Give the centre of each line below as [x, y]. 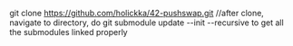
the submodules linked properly [69, 32]
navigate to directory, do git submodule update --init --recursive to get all [146, 23]
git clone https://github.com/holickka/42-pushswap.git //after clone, [137, 13]
